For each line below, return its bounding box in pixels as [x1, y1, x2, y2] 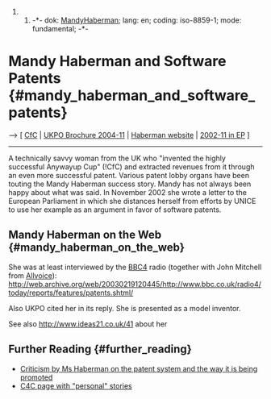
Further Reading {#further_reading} [8, 343, 192, 356]
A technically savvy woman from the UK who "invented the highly [8, 153, 226, 163]
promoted [19, 372, 53, 382]
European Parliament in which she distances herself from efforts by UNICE [8, 196, 256, 206]
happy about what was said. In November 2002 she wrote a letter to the [8, 187, 248, 197]
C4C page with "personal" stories [19, 380, 133, 390]
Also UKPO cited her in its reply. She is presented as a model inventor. [8, 303, 241, 313]
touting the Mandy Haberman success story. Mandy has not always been [8, 179, 252, 189]
